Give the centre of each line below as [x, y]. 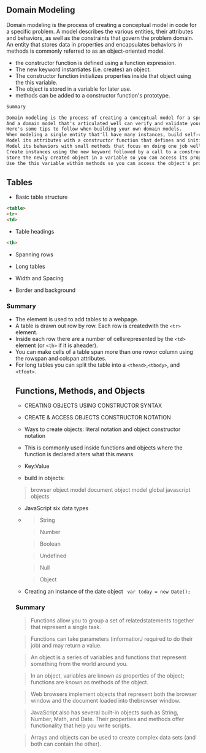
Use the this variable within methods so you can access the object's [98, 163]
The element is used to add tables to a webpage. [77, 319]
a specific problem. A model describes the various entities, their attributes [100, 31]
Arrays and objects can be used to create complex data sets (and [113, 738]
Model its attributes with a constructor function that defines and [96, 140]
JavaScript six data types [56, 508]
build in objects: [44, 478]
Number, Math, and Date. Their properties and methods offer [107, 719]
